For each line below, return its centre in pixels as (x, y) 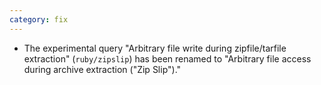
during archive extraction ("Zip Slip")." (102, 69)
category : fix (39, 19)
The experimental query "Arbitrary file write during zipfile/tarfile (155, 48)
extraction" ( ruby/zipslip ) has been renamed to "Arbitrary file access (167, 58)
